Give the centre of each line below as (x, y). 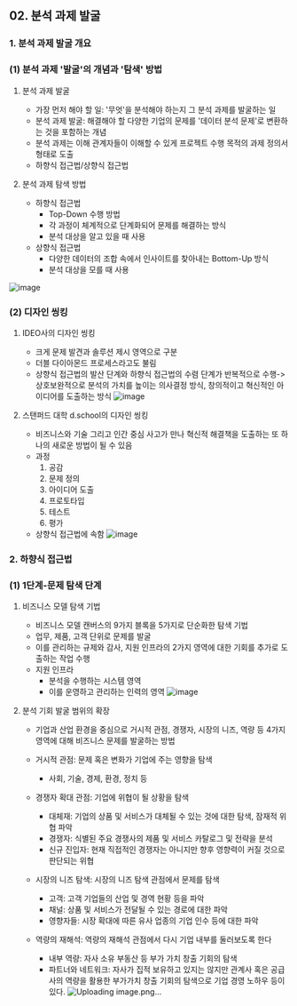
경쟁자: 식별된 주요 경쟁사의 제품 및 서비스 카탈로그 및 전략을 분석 (160, 839)
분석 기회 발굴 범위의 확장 (66, 711)
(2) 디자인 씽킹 (39, 312)
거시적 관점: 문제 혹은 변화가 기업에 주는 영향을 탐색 (124, 760)
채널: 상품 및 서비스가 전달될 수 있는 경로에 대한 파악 (138, 910)
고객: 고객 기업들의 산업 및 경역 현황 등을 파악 (126, 898)
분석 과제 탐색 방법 (54, 184)
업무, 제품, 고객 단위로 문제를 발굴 (93, 636)
